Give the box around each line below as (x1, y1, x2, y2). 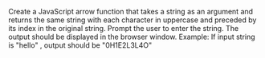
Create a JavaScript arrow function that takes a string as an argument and (8, 7, 254, 16)
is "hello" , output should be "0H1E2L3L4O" (8, 41, 153, 50)
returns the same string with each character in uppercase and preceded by (8, 15, 257, 25)
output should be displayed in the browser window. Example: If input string (8, 32, 255, 41)
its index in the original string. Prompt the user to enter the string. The (8, 24, 239, 33)
